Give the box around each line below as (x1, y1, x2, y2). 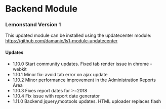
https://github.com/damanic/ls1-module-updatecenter (5, 38, 118, 44)
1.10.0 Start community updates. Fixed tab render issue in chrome (12, 61, 149, 67)
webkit (12, 66, 27, 72)
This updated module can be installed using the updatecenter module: (5, 32, 152, 38)
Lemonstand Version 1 (5, 21, 61, 28)
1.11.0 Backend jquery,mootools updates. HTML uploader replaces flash (12, 98, 161, 104)
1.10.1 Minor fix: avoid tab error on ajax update (12, 71, 108, 77)
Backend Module (5, 3, 77, 15)
